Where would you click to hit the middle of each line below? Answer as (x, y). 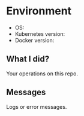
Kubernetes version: (40, 33)
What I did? (28, 59)
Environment (39, 11)
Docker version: (34, 40)
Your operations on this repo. (42, 74)
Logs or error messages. (37, 106)
